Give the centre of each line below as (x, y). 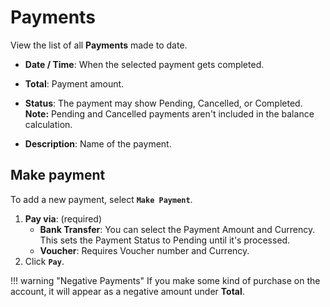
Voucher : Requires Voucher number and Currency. (144, 250)
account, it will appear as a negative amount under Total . (127, 291)
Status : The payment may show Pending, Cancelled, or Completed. (163, 103)
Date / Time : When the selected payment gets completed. (144, 64)
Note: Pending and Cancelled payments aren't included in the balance (169, 113)
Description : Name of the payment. (98, 143)
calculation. (48, 124)
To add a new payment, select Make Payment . (101, 199)
